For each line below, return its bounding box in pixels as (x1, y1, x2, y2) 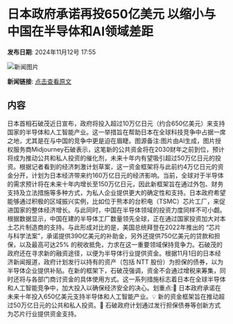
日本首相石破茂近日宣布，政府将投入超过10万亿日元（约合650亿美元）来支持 (7, 119, 225, 127)
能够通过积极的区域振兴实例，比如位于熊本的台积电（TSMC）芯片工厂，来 (7, 197, 220, 205)
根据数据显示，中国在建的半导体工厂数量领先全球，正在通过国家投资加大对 (7, 214, 220, 222)
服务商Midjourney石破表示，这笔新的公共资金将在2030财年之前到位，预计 (12, 145, 225, 153)
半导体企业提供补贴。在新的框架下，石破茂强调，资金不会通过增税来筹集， (7, 266, 220, 274)
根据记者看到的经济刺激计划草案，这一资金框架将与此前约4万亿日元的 (19, 162, 218, 170)
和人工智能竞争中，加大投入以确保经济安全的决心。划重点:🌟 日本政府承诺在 (7, 283, 222, 291)
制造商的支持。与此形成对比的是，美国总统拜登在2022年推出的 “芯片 (25, 223, 221, 231)
